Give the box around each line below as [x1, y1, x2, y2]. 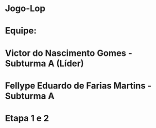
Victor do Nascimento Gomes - [5, 47, 133, 58]
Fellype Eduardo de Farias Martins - [5, 80, 152, 91]
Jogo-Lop [5, 3, 46, 14]
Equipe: [5, 25, 37, 37]
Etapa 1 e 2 [5, 112, 50, 124]
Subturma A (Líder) [5, 58, 84, 69]
